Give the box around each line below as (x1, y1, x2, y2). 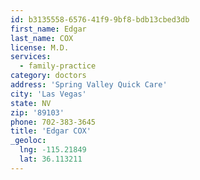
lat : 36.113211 (19, 154, 83, 164)
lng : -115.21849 (19, 145, 87, 155)
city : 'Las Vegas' (10, 89, 87, 99)
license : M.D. (10, 42, 70, 53)
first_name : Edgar (10, 24, 87, 34)
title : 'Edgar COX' (10, 126, 92, 136)
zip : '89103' (10, 107, 65, 118)
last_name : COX (10, 33, 74, 43)
